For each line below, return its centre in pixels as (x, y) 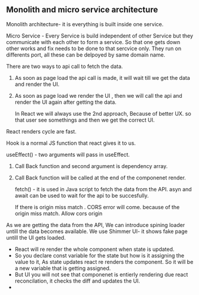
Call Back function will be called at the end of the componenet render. (100, 178)
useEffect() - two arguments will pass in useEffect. (68, 154)
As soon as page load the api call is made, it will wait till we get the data (102, 77)
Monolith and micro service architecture (82, 10)
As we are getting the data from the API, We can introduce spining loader (96, 225)
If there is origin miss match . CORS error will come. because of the (97, 207)
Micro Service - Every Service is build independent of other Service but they (100, 36)
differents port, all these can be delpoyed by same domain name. (86, 55)
